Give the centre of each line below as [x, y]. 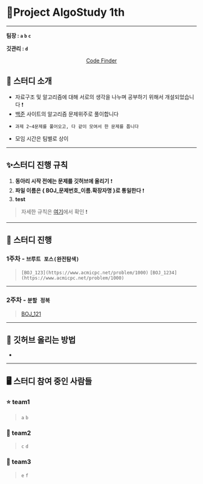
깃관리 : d [17, 48]
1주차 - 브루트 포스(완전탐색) [43, 259]
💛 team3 [19, 462]
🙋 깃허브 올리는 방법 [41, 340]
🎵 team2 [19, 433]
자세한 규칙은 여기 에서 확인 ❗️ [54, 211]
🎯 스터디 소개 [29, 81]
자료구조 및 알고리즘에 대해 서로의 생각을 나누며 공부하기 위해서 [89, 97]
